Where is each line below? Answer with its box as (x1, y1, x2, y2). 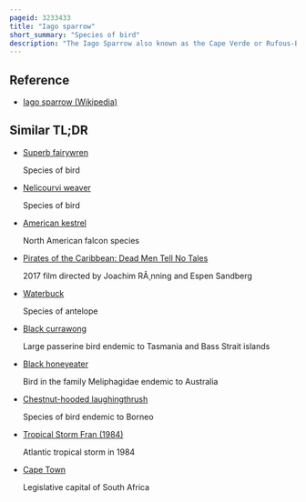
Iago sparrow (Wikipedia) (22, 96, 118, 107)
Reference (9, 72, 70, 87)
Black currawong (22, 323, 87, 334)
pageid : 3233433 (9, 13, 71, 23)
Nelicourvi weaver (22, 182, 91, 193)
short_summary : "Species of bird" (9, 30, 141, 39)
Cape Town (22, 464, 66, 475)
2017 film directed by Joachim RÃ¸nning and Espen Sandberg (22, 270, 253, 281)
